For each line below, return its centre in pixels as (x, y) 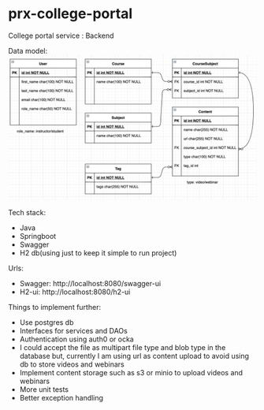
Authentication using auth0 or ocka (76, 339)
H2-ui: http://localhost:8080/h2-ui (75, 292)
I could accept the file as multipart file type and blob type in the (123, 348)
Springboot (38, 237)
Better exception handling (61, 398)
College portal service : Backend (61, 35)
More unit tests (44, 389)
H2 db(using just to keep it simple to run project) (98, 253)
